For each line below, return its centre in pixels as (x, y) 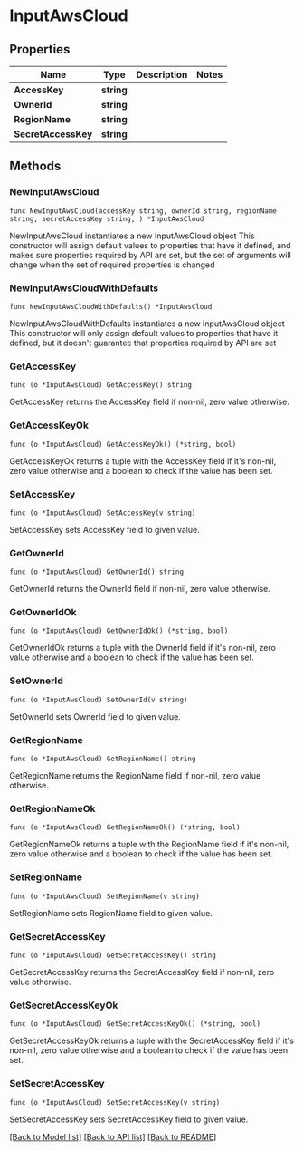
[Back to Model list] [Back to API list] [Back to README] (113, 1136)
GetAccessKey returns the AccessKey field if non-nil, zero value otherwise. (149, 402)
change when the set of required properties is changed (112, 265)
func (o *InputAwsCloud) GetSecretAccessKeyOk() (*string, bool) (135, 1024)
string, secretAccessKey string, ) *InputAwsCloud (107, 218)
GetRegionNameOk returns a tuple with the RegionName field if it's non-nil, (149, 845)
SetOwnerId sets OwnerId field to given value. (95, 716)
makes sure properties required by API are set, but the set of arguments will (150, 255)
